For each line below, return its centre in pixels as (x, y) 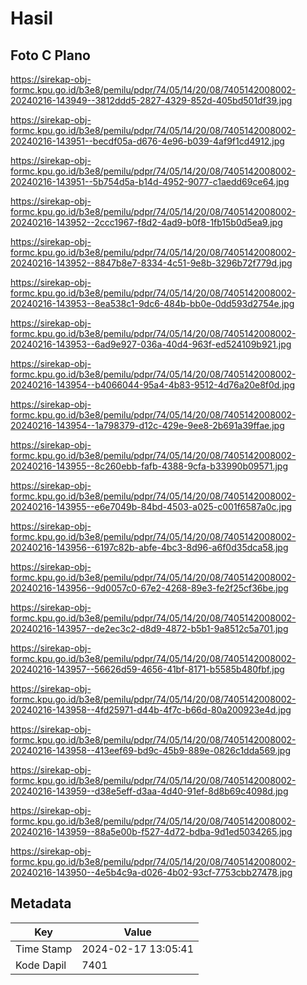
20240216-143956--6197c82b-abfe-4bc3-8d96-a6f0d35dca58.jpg (149, 547)
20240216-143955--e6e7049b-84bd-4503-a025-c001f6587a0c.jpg (151, 506)
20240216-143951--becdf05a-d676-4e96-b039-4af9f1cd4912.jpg (147, 141)
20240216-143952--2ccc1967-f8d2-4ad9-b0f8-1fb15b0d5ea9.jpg (146, 222)
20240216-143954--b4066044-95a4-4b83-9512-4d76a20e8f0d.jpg (152, 385)
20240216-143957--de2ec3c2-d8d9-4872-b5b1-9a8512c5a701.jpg (149, 628)
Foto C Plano (50, 55)
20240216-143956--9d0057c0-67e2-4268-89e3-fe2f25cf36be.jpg (149, 588)
